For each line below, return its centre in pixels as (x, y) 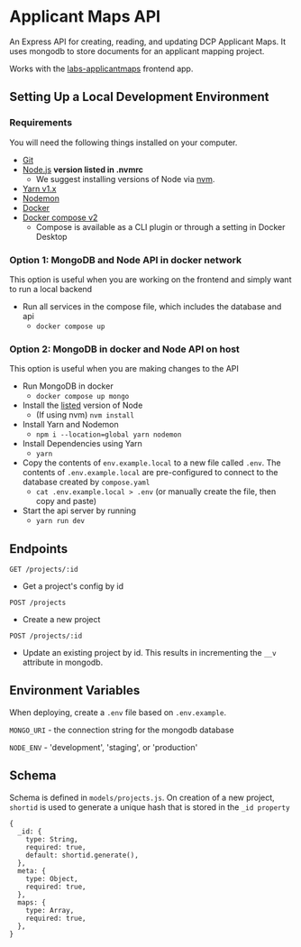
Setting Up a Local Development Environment (139, 97)
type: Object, (52, 878)
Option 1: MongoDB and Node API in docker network (125, 260)
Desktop (51, 236)
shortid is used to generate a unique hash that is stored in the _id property (150, 807)
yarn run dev (60, 521)
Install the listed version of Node (82, 405)
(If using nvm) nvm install (85, 415)
